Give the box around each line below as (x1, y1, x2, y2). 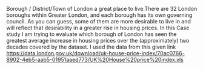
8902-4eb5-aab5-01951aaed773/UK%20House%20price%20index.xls (6, 56, 184, 63)
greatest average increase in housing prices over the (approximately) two (6, 37, 190, 44)
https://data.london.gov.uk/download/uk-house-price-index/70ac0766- (6, 50, 185, 56)
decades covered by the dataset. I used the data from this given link (6, 43, 176, 50)
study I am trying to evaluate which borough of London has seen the (6, 31, 177, 38)
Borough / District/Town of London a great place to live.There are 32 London (6, 5, 198, 12)
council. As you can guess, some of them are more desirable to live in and (6, 18, 191, 25)
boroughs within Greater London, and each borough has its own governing (6, 11, 193, 19)
